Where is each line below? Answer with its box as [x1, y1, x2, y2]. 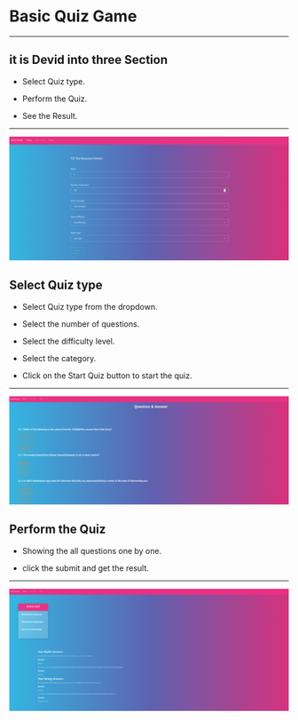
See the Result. [21, 110, 78, 121]
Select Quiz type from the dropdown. [21, 301, 158, 312]
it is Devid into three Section [9, 52, 169, 67]
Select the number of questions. [21, 318, 140, 329]
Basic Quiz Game [9, 6, 137, 27]
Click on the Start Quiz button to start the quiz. [21, 370, 192, 381]
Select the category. [21, 352, 97, 363]
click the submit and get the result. [21, 562, 149, 574]
